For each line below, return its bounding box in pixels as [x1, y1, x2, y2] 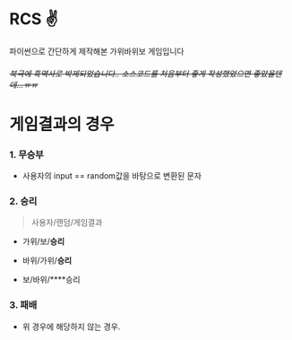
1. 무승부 [9, 148, 45, 161]
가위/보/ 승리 [21, 236, 65, 247]
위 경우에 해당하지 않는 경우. [21, 321, 121, 332]
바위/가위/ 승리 [21, 255, 73, 266]
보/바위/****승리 [21, 275, 81, 285]
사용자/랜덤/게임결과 [30, 217, 103, 228]
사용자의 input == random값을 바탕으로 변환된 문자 [21, 170, 202, 181]
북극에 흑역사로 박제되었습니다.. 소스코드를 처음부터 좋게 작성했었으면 [9, 68, 251, 79]
